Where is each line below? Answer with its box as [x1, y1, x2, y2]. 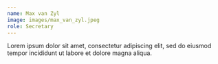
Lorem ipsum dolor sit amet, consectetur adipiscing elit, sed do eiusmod [7, 42, 212, 50]
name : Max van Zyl [7, 10, 60, 17]
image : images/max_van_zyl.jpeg [7, 17, 100, 23]
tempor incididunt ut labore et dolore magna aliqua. [7, 49, 153, 57]
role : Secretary [7, 23, 54, 30]
